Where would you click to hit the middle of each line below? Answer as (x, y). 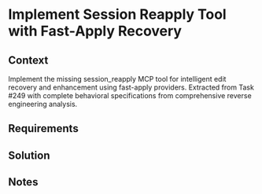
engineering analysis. (43, 104)
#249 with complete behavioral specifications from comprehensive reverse (130, 95)
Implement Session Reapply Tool (117, 15)
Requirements (43, 128)
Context (28, 60)
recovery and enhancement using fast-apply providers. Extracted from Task (131, 87)
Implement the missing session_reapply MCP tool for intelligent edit (117, 79)
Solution (29, 155)
